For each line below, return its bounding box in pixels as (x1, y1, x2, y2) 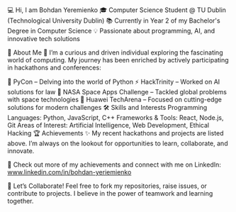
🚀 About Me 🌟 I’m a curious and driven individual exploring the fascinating (7, 48, 223, 57)
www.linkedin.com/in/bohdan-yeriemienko (7, 168, 132, 176)
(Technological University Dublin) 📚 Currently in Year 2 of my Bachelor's (7, 16, 221, 25)
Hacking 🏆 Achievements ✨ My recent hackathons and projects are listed (7, 129, 224, 137)
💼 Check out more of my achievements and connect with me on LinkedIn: (7, 160, 222, 169)
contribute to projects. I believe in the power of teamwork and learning (7, 189, 213, 197)
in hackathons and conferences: (7, 63, 101, 72)
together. (7, 197, 34, 205)
